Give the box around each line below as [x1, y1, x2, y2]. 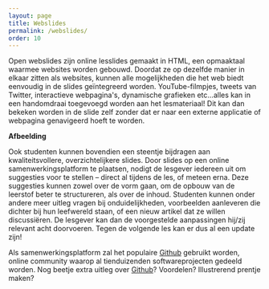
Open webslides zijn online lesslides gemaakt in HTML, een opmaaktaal [8, 56, 245, 66]
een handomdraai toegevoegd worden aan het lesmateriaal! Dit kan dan [8, 99, 245, 108]
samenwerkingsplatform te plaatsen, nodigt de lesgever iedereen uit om [8, 164, 247, 173]
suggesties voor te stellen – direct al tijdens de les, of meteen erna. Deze [8, 173, 249, 182]
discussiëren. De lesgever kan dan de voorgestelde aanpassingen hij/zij [8, 215, 246, 225]
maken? [8, 274, 35, 283]
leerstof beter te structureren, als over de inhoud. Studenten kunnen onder [8, 189, 255, 199]
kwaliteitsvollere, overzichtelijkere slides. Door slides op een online [8, 156, 230, 165]
